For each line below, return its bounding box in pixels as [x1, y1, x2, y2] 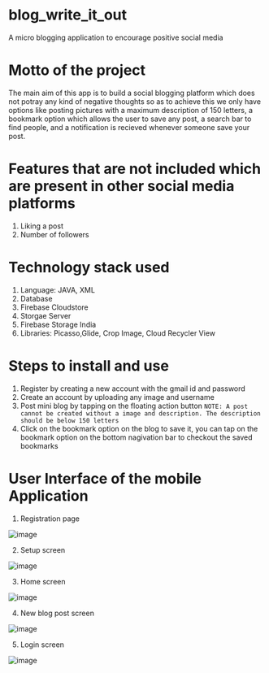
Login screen [20, 640, 65, 649]
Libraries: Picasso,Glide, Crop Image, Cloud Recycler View [20, 328, 216, 338]
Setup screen [20, 545, 66, 554]
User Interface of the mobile [8, 469, 202, 488]
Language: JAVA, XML [20, 284, 96, 294]
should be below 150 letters [20, 416, 119, 424]
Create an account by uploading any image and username [20, 392, 215, 402]
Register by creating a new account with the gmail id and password [20, 384, 245, 393]
